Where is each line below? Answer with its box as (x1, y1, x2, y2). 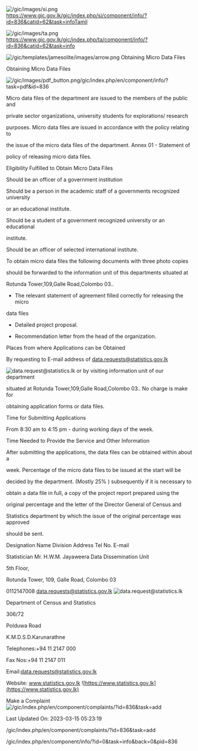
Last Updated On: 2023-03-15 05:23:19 (6, 715, 102, 722)
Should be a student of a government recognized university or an (6, 217, 165, 223)
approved (6, 519, 30, 526)
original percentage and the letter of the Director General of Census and (6, 501, 182, 508)
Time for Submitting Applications (6, 414, 86, 421)
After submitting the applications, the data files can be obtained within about (6, 449, 193, 456)
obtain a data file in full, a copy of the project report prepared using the (6, 490, 179, 496)
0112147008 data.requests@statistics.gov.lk (6, 587, 113, 595)
